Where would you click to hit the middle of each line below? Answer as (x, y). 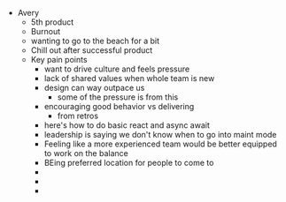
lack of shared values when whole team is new (129, 78)
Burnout (46, 31)
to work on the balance (86, 153)
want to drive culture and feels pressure (117, 69)
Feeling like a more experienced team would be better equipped (160, 144)
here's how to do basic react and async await (127, 125)
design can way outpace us (94, 88)
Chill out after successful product (92, 50)
